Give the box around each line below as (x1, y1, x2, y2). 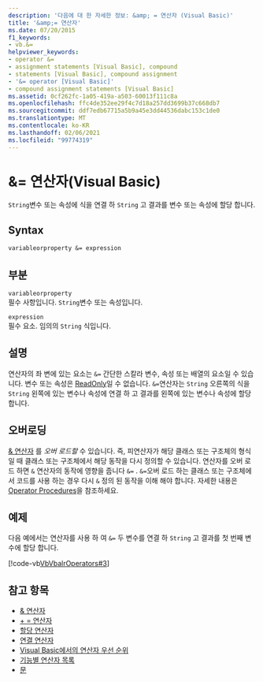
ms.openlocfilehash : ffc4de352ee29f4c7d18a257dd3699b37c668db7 (8, 99, 220, 107)
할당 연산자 (19, 626, 54, 635)
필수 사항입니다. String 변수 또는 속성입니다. (8, 297, 143, 307)
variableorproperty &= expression (8, 244, 122, 252)
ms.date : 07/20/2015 (8, 26, 76, 34)
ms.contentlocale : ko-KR (8, 121, 90, 129)
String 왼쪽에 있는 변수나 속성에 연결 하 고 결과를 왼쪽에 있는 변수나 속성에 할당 (8, 388, 252, 398)
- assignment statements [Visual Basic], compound (8, 63, 178, 71)
